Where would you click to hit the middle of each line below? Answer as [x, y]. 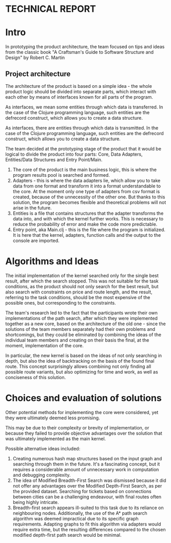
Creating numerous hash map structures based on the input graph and [87, 458]
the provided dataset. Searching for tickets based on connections [82, 491]
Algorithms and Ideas [52, 261]
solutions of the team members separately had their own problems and [80, 329]
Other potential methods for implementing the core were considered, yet [82, 412]
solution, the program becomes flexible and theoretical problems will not [89, 202]
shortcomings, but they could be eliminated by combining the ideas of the [83, 334]
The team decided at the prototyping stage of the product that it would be [83, 148]
